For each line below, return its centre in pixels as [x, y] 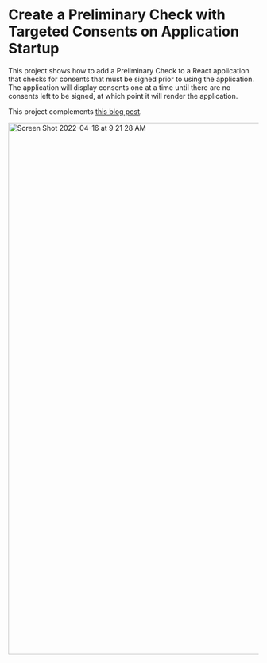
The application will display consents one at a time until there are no [120, 87]
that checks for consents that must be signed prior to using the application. [131, 79]
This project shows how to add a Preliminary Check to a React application [129, 70]
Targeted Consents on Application [124, 31]
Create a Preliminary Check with [117, 15]
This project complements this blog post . [75, 111]
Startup [34, 49]
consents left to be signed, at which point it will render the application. [123, 96]
